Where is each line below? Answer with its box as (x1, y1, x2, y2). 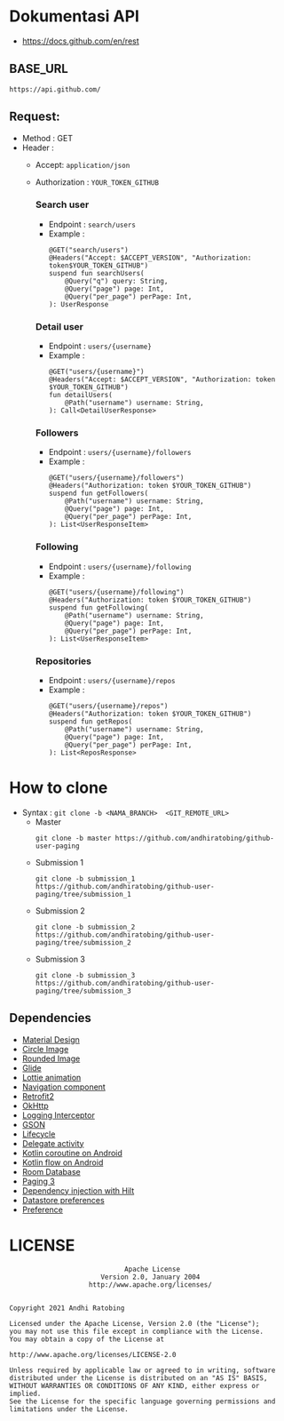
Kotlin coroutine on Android (21, 1147, 122, 1158)
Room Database (21, 1166, 82, 1177)
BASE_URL (9, 61, 68, 76)
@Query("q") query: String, (65, 276, 169, 285)
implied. (9, 1389, 42, 1398)
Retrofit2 (21, 1090, 55, 1101)
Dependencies (9, 1010, 91, 1026)
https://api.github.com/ (9, 84, 101, 94)
